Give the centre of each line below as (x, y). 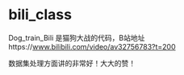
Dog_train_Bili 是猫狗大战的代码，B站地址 (77, 37)
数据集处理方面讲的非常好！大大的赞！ (72, 63)
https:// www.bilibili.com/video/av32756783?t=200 (92, 46)
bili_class (40, 15)
